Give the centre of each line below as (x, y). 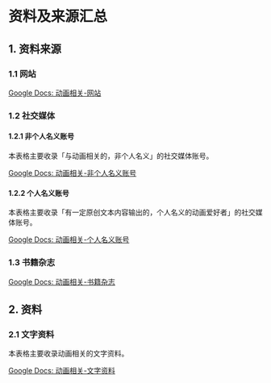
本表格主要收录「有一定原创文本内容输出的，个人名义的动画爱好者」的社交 (132, 212)
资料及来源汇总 (58, 17)
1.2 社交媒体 (32, 115)
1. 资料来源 (35, 49)
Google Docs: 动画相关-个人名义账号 (69, 239)
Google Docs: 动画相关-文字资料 (62, 371)
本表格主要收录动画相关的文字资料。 (69, 354)
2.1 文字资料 (31, 334)
